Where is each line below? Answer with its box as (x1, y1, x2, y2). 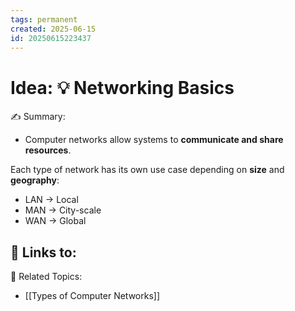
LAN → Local (24, 194, 79, 206)
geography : (10, 174, 60, 186)
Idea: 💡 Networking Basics (10, 76, 235, 99)
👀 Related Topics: (10, 271, 83, 283)
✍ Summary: (10, 111, 66, 123)
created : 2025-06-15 (10, 24, 97, 34)
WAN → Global (24, 215, 87, 227)
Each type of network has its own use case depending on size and (10, 164, 285, 176)
